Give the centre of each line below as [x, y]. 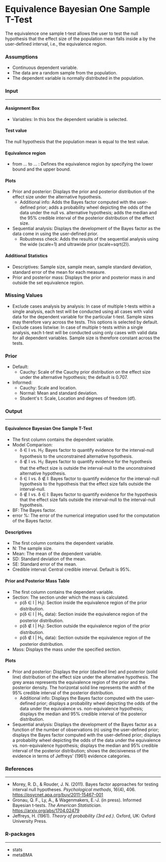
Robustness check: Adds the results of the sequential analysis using [89, 239]
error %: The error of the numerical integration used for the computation [86, 516]
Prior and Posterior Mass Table [38, 581]
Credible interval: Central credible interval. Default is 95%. [71, 569]
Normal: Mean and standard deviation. [59, 393]
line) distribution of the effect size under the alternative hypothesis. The [85, 677]
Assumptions [21, 57]
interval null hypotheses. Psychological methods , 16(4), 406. [74, 790]
